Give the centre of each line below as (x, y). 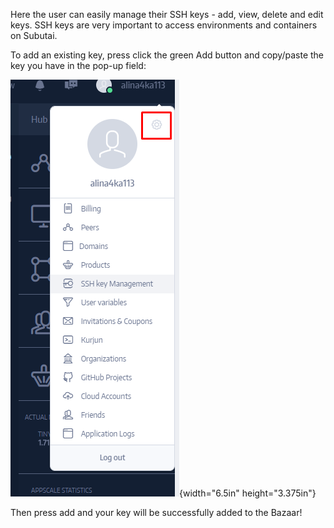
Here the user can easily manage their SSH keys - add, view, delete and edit (167, 14)
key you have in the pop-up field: (78, 65)
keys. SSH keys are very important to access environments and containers (164, 25)
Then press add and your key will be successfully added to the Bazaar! (156, 512)
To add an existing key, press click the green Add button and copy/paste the (167, 55)
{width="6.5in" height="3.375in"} (248, 493)
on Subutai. (34, 35)
